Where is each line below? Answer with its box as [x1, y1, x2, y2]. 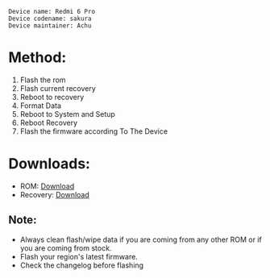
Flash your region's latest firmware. [19, 251, 139, 261]
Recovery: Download [19, 189, 90, 199]
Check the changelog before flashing [19, 260, 143, 270]
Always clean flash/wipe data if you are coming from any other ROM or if [19, 234, 262, 244]
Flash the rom [19, 75, 66, 85]
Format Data [19, 101, 62, 110]
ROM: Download [19, 181, 75, 191]
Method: [8, 48, 67, 67]
